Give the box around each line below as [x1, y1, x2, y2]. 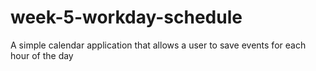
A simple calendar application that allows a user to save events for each [10, 39, 307, 51]
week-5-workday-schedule [10, 6, 243, 29]
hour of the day [10, 49, 74, 61]
